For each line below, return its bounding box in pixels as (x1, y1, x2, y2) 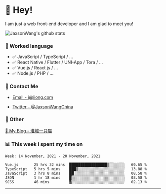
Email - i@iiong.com (12, 94, 53, 100)
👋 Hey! (5, 4, 33, 16)
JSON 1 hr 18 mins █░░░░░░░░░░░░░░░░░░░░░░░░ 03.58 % (5, 175, 147, 180)
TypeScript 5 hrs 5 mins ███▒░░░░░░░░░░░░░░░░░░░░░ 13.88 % (5, 167, 147, 172)
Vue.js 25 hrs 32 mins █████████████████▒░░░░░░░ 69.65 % (5, 162, 147, 167)
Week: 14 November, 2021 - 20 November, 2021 (5, 154, 100, 159)
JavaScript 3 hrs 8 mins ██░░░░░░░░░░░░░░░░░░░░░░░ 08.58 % (5, 171, 147, 176)
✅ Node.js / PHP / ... (12, 70, 54, 76)
